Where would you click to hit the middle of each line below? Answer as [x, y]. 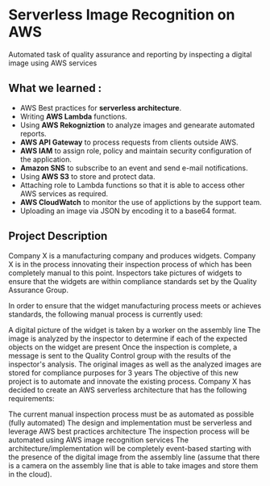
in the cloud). [30, 474]
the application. [46, 159]
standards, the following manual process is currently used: [106, 314]
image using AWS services [53, 63]
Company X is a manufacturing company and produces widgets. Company [132, 255]
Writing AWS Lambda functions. [73, 116]
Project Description [58, 236]
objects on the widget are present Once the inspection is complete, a [123, 347]
